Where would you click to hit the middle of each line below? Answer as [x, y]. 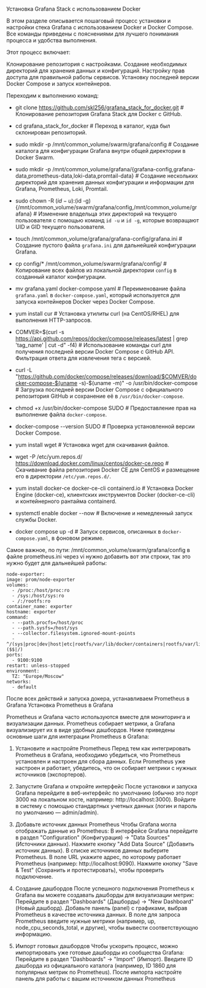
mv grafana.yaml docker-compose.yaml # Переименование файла [100, 289]
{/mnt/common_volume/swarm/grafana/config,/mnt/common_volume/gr [106, 207]
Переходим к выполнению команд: [53, 95]
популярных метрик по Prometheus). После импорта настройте [98, 972]
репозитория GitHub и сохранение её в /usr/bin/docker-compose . [100, 396]
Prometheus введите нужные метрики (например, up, [86, 921]
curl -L [24, 370]
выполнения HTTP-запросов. [53, 320]
